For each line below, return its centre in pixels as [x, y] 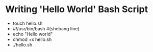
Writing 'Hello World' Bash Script [77, 9]
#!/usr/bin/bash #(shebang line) [46, 28]
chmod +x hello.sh [32, 39]
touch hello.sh [28, 23]
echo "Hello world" [33, 34]
